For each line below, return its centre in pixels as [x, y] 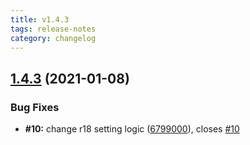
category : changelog [53, 38]
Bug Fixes [35, 107]
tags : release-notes [53, 29]
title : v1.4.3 [40, 19]
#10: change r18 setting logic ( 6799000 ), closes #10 [132, 129]
